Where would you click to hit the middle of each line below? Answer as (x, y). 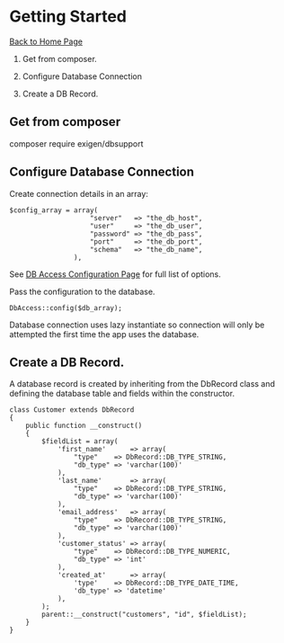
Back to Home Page (46, 41)
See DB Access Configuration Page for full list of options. (115, 274)
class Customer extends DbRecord (72, 410)
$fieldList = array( (80, 442)
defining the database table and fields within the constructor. (122, 394)
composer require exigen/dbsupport (76, 143)
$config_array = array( (54, 210)
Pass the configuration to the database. (82, 291)
